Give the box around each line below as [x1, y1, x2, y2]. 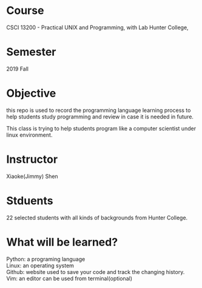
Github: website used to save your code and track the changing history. [6, 268, 185, 275]
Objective [6, 86, 56, 100]
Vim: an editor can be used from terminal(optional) [6, 275, 132, 282]
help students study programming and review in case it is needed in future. [6, 113, 194, 120]
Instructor [6, 153, 58, 166]
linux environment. [6, 131, 53, 139]
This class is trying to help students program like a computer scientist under [6, 125, 196, 132]
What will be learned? [6, 235, 118, 249]
